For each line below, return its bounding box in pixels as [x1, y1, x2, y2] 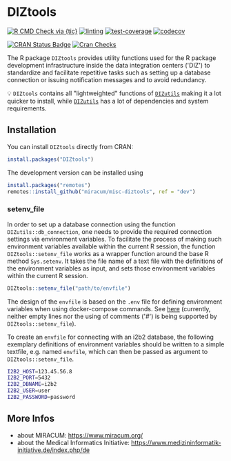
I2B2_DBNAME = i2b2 [7, 381, 57, 388]
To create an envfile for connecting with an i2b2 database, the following [7, 333, 214, 341]
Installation [7, 124, 57, 136]
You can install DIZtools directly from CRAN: [7, 142, 134, 150]
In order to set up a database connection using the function [7, 220, 176, 228]
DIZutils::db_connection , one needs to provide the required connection [7, 227, 212, 235]
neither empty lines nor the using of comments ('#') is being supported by [7, 312, 217, 320]
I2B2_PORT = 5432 [7, 374, 51, 382]
